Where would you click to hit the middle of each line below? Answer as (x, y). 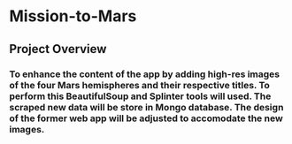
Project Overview (58, 49)
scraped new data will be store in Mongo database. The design (146, 107)
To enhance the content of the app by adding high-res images (145, 74)
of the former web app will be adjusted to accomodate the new (146, 118)
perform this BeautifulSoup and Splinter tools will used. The (140, 96)
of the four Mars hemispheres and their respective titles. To (139, 85)
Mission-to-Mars (73, 16)
